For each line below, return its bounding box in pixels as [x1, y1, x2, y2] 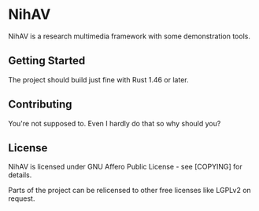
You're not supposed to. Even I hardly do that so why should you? [8, 118, 221, 128]
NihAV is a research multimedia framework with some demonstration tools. [8, 31, 250, 41]
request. [8, 194, 35, 203]
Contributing [8, 98, 72, 111]
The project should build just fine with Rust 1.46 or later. [8, 75, 189, 84]
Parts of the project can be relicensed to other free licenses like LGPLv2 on [8, 186, 252, 195]
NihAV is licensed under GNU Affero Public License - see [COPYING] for [8, 162, 242, 172]
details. [8, 170, 32, 180]
